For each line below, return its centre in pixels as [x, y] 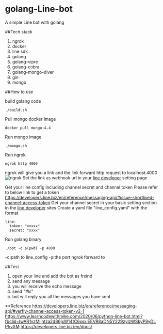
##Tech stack [19, 32]
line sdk [20, 51]
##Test [12, 266]
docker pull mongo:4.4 [28, 128]
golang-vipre [25, 62]
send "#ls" [23, 291]
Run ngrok [15, 155]
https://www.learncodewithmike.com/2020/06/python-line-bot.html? [74, 316]
